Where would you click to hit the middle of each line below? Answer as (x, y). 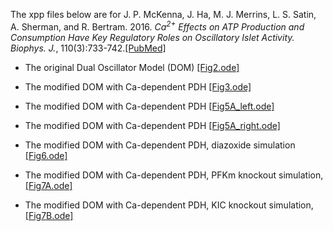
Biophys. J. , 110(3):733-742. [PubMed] (88, 48)
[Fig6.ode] (46, 155)
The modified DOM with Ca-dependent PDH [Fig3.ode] (138, 86)
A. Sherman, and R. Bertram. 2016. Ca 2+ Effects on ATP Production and (157, 26)
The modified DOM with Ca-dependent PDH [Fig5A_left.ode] (149, 106)
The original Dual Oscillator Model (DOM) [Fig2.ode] (132, 67)
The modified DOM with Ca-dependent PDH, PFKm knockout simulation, (174, 175)
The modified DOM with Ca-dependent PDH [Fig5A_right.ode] (152, 125)
